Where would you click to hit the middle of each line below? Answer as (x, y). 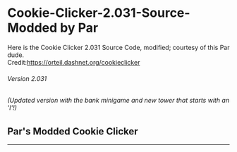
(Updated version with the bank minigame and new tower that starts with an (119, 101)
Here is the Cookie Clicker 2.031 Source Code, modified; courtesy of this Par (119, 47)
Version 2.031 (27, 78)
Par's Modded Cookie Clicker (73, 131)
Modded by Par (53, 28)
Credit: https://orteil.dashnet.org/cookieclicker (74, 62)
